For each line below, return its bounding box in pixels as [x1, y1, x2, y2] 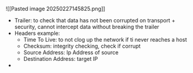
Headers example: [14, 30, 60, 37]
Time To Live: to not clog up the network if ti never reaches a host [23, 36, 188, 43]
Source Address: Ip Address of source [23, 49, 119, 56]
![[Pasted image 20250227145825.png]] [5, 5, 106, 12]
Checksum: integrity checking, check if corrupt [23, 42, 141, 49]
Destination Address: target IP [23, 56, 98, 62]
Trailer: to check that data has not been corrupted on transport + [14, 17, 176, 24]
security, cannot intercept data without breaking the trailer [14, 24, 159, 30]
